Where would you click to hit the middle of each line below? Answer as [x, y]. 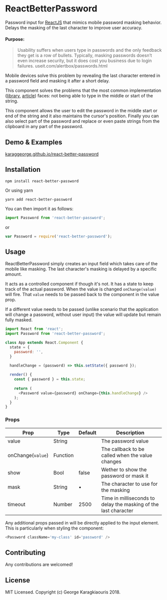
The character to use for [129, 484]
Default [88, 433]
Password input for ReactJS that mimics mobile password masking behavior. [83, 22]
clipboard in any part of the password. [44, 127]
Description [130, 433]
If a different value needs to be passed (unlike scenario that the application [82, 309]
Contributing [25, 553]
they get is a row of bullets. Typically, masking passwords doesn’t [85, 56]
